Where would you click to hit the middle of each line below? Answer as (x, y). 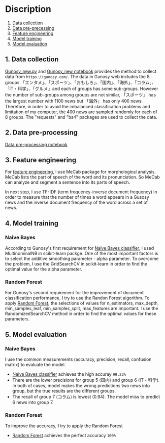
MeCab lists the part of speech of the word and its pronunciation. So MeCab (82, 177)
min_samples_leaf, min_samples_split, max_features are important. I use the (82, 309)
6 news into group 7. (33, 402)
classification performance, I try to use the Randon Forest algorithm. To (77, 298)
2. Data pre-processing (41, 133)
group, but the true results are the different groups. (64, 391)
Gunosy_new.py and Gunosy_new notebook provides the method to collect (81, 71)
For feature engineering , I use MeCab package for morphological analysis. (81, 172)
